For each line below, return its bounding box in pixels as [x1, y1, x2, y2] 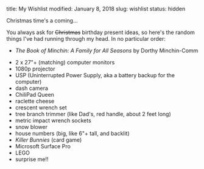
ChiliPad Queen [15, 91, 55, 98]
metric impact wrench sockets [15, 117, 91, 124]
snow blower [15, 123, 47, 130]
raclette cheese [15, 97, 55, 105]
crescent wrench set [15, 104, 67, 111]
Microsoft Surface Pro [15, 143, 71, 150]
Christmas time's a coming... [6, 17, 78, 24]
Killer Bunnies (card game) [15, 136, 82, 143]
